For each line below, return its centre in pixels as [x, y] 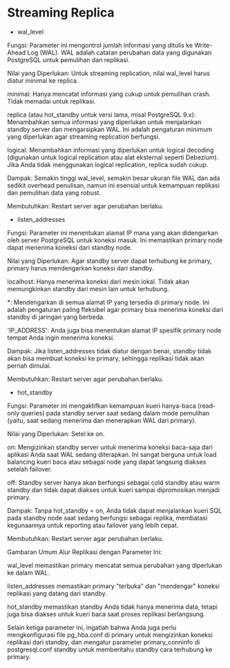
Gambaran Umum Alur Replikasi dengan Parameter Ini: [85, 552]
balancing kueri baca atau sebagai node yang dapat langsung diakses [107, 462]
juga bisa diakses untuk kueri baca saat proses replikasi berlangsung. [106, 614]
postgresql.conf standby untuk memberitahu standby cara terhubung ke [110, 649]
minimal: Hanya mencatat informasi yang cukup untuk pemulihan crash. [109, 94]
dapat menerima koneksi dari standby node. [70, 247]
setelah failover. [30, 469]
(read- [207, 406]
